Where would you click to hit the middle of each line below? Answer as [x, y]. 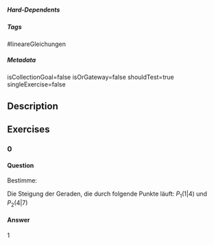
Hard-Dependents [34, 10]
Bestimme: [22, 180]
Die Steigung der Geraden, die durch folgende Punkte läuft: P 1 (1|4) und [107, 195]
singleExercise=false [37, 84]
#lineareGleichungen [37, 44]
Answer [19, 220]
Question [21, 165]
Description [33, 106]
